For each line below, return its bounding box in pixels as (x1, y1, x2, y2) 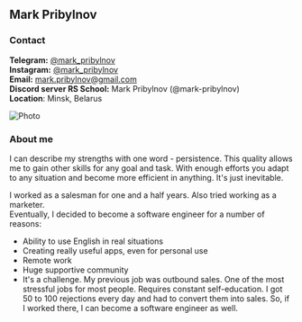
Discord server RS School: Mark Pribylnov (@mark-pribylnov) (9, 83, 241, 94)
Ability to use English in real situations (22, 236, 164, 246)
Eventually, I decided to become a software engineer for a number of (9, 209, 265, 219)
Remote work (22, 255, 72, 265)
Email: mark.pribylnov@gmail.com (9, 74, 137, 85)
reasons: (9, 218, 42, 228)
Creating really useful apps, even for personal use (22, 245, 209, 255)
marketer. (9, 199, 45, 210)
